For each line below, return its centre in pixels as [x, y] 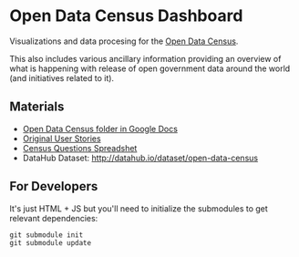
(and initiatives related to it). [62, 77]
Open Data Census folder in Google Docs [100, 128]
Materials [37, 107]
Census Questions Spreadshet [80, 148]
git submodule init [46, 235]
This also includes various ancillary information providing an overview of [145, 58]
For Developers [54, 186]
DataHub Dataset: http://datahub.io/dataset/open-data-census [140, 158]
